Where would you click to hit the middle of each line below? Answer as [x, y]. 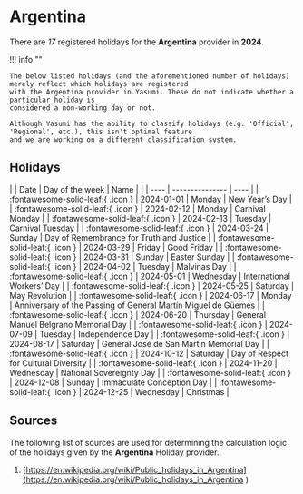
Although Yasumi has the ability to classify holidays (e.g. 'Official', [152, 123]
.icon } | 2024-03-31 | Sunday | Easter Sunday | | [144, 257]
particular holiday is [52, 100]
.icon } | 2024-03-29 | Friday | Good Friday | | [138, 247]
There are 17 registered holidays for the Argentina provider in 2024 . [137, 42]
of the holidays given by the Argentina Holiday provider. [114, 452]
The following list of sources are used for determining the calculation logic [148, 442]
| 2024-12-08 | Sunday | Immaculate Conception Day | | [113, 382]
